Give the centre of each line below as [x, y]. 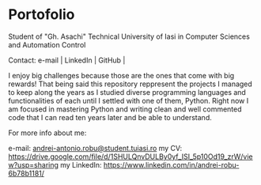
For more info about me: [47, 133]
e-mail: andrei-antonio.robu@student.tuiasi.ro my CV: [95, 148]
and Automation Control [47, 44]
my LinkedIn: [81, 164]
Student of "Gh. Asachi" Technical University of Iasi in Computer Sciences [129, 36]
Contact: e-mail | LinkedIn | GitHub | [67, 60]
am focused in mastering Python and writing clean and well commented [125, 109]
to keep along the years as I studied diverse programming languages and [127, 92]
